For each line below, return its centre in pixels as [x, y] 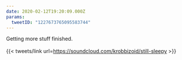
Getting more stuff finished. [39, 39]
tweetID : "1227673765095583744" [51, 22]
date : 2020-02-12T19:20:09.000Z [46, 11]
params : [16, 17]
